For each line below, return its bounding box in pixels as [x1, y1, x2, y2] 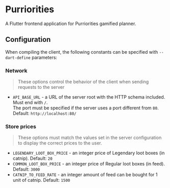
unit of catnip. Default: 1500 [12, 177, 70, 183]
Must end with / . [12, 100, 48, 106]
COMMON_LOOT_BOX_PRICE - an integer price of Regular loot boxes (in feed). [12, 161, 165, 167]
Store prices [5, 123, 37, 130]
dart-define [5, 55, 31, 60]
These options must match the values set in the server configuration [17, 134, 162, 141]
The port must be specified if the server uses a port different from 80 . [12, 105, 159, 111]
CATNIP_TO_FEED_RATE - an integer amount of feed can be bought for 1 [12, 172, 158, 178]
